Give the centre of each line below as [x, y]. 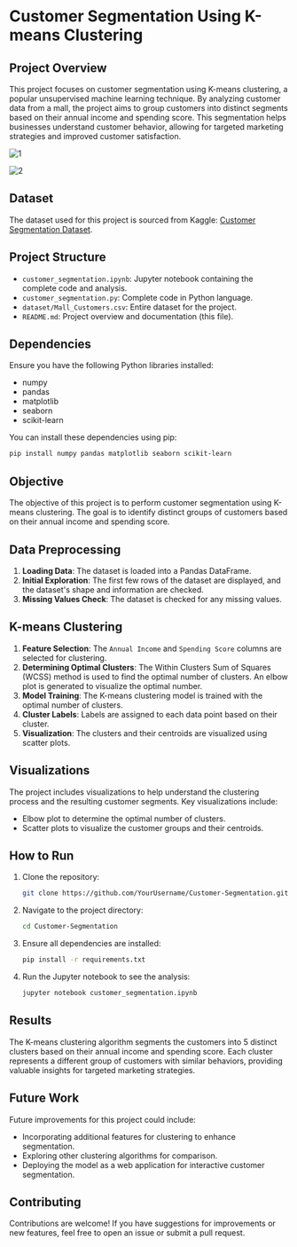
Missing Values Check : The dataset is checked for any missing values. [152, 599]
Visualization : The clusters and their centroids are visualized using [145, 733]
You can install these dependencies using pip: [93, 437]
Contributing [45, 1202]
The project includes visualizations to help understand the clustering [134, 792]
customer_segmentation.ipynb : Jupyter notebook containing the [137, 278]
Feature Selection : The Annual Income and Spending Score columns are [152, 648]
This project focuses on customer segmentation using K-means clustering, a [148, 89]
